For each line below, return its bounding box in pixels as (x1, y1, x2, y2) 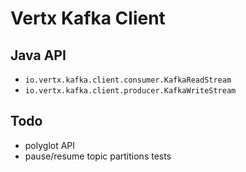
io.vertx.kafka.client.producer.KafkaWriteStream (24, 86, 237, 96)
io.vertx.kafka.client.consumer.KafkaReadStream (24, 75, 232, 85)
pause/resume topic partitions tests (24, 150, 172, 162)
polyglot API (24, 139, 76, 151)
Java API (10, 47, 67, 64)
